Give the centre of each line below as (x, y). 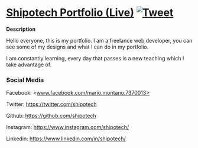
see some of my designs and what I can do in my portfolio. (77, 47)
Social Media (25, 80)
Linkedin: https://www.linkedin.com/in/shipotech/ (66, 139)
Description (21, 29)
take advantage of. (29, 65)
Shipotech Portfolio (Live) (70, 13)
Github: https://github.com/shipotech (51, 116)
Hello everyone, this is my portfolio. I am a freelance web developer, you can (99, 40)
